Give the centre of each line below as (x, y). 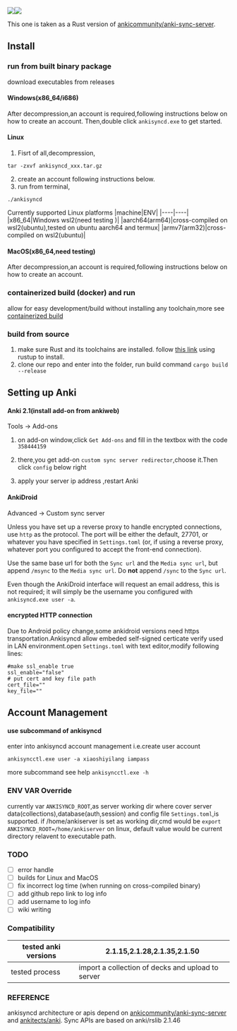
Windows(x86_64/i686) (43, 98)
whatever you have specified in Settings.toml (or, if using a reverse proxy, (116, 542)
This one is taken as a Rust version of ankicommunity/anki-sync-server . (111, 24)
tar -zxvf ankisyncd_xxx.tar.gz (55, 166)
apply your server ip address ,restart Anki (78, 481)
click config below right (52, 467)
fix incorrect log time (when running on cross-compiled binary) (109, 886)
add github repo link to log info (62, 894)
